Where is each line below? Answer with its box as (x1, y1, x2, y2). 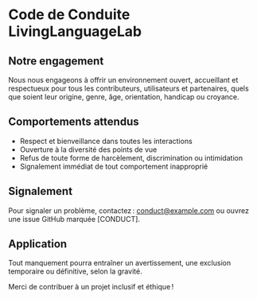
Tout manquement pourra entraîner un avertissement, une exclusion (8, 258, 232, 268)
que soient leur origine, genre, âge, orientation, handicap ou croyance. (8, 92, 239, 101)
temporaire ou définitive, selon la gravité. (8, 266, 142, 276)
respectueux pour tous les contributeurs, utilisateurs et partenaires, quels (8, 83, 249, 93)
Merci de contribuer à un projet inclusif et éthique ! (8, 282, 174, 292)
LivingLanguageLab (8, 22, 142, 41)
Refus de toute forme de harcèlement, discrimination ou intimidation (19, 153, 243, 162)
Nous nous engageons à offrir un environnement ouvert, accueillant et (8, 76, 239, 84)
